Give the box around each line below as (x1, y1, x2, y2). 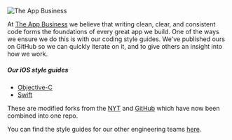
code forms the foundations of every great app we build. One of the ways (7, 28, 219, 36)
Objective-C (17, 83, 53, 91)
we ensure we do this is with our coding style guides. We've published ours (7, 35, 226, 43)
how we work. (7, 49, 48, 58)
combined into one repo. (7, 111, 79, 120)
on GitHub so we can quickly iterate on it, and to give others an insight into (7, 42, 223, 50)
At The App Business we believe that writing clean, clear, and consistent (7, 20, 216, 28)
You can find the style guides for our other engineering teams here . (7, 125, 202, 133)
